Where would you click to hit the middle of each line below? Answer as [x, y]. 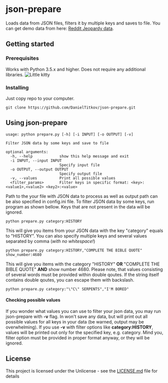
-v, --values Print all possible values [63, 178]
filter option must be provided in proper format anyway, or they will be [78, 337]
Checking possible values [33, 300]
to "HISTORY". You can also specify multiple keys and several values [76, 235]
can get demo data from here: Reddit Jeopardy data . [60, 28]
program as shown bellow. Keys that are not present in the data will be [78, 206]
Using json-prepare [37, 123]
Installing [17, 87]
